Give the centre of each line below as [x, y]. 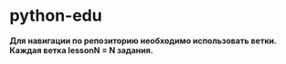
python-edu [56, 16]
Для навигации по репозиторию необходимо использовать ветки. [143, 41]
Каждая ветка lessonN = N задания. [81, 50]
